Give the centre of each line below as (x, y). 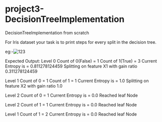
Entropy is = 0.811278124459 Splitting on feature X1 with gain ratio (71, 66)
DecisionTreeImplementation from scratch (47, 33)
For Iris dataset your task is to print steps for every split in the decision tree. (81, 42)
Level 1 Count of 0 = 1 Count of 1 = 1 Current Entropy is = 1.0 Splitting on (77, 81)
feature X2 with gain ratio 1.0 (34, 86)
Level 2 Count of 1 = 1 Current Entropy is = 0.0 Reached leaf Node (71, 105)
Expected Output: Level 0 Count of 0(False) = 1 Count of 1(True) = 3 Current (81, 61)
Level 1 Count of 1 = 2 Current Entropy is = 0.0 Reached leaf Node (71, 114)
